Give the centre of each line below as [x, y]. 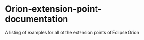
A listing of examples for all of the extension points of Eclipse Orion [72, 32]
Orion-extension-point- [53, 9]
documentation [37, 19]
